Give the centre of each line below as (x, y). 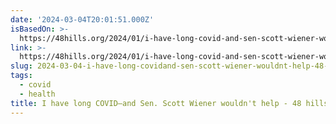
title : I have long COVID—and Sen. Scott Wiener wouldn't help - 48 (156, 103)
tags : (21, 76)
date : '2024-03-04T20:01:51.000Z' (82, 19)
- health (37, 94)
